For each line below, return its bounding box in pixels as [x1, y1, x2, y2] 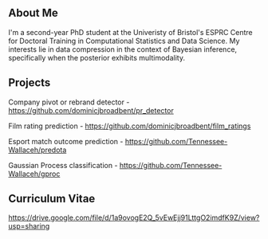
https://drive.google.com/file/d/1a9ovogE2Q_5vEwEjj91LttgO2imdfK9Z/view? [8, 213, 260, 222]
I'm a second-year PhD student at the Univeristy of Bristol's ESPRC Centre [8, 27, 253, 37]
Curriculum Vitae [8, 192, 96, 206]
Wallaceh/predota [8, 145, 67, 155]
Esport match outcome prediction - [8, 136, 124, 146]
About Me [8, 6, 58, 20]
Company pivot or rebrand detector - [8, 97, 130, 107]
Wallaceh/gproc [8, 169, 61, 178]
